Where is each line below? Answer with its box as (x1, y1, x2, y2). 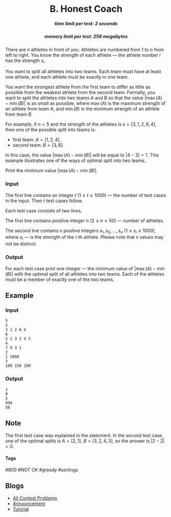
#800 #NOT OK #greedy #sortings (5, 467, 78, 473)
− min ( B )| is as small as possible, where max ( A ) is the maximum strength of (5, 100, 166, 106)
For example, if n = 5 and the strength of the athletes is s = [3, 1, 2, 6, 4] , (5, 121, 157, 128)
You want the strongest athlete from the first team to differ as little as (5, 84, 151, 90)
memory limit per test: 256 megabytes (44, 33, 128, 40)
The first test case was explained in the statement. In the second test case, (5, 433, 164, 439)
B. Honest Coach (49, 3, 123, 15)
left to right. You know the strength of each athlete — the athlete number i (5, 52, 161, 58)
